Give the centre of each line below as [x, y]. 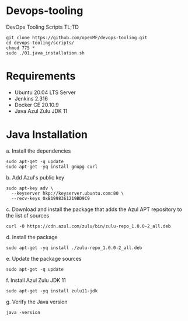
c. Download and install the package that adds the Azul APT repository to [94, 209]
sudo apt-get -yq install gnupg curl [52, 167]
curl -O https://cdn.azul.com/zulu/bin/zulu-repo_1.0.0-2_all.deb [88, 226]
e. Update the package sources [44, 258]
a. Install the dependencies [39, 151]
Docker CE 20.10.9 [37, 105]
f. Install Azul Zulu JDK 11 [36, 280]
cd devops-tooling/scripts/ [40, 43]
